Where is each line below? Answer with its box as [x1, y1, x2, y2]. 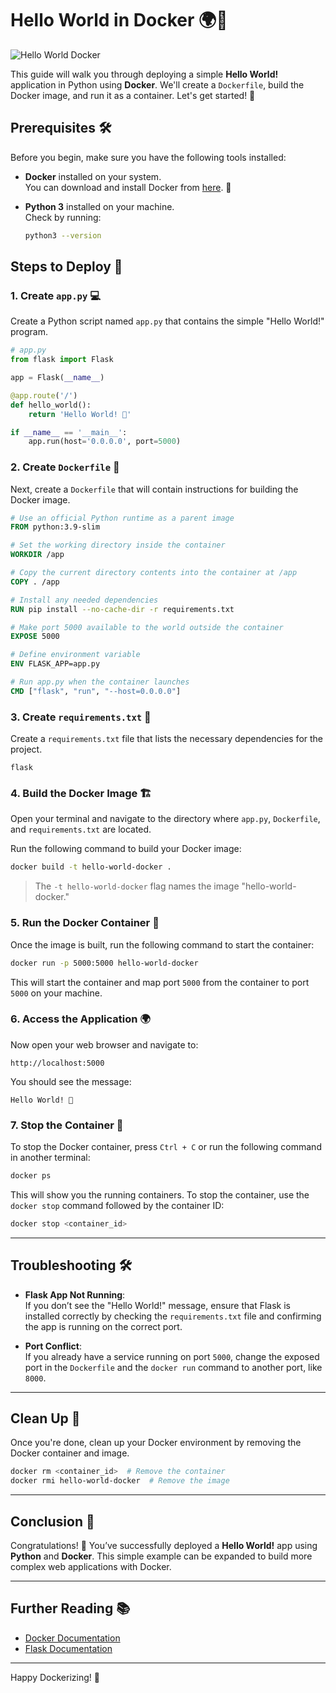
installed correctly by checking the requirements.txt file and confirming [24, 1310, 322, 1322]
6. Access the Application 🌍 [10, 1012, 151, 1026]
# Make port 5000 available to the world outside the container [10, 622, 284, 632]
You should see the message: [10, 1075, 132, 1087]
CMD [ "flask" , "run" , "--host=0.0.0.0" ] [10, 686, 182, 696]
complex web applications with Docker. [10, 1561, 172, 1573]
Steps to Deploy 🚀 [10, 258, 123, 276]
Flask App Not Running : [24, 1288, 126, 1301]
